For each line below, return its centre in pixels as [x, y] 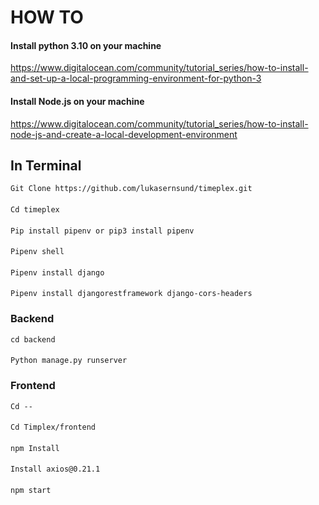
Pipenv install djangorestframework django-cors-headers [131, 294]
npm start [31, 490]
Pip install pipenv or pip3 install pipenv [102, 231]
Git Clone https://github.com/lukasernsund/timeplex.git [131, 189]
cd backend [33, 339]
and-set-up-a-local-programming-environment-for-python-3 [136, 78]
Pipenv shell [37, 252]
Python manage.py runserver [69, 361]
